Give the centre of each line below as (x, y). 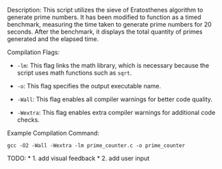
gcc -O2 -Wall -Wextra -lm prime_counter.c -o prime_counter (96, 146)
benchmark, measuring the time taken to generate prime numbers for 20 (110, 24)
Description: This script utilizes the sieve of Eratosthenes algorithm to (105, 10)
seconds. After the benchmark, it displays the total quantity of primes (105, 31)
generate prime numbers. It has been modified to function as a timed (104, 17)
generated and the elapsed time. (53, 39)
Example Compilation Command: (53, 133)
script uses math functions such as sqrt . (74, 73)
